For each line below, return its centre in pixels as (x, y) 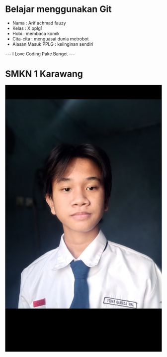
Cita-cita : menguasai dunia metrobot (50, 39)
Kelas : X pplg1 (27, 28)
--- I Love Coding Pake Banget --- (40, 54)
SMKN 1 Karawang (44, 74)
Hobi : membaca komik (36, 33)
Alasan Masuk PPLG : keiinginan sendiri (53, 44)
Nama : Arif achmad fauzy (39, 23)
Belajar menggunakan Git (58, 9)
